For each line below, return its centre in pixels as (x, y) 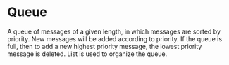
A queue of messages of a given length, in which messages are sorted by (114, 31)
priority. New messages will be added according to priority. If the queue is (115, 38)
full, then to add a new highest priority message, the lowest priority (105, 46)
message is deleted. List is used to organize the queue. (87, 54)
